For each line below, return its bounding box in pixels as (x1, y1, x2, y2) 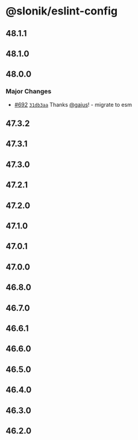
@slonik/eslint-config (5, 4, 118, 18)
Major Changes (5, 87, 52, 96)
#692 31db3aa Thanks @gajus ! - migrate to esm (14, 101, 132, 108)
